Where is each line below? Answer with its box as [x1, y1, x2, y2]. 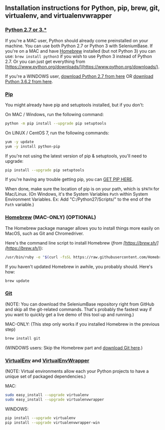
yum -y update [5, 139, 34, 144]
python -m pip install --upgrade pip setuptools [5, 121, 107, 126]
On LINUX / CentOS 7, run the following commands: [5, 130, 110, 136]
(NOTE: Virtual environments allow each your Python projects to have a [5, 369, 149, 374]
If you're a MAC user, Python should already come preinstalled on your [5, 37, 148, 43]
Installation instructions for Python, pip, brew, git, [5, 4, 160, 12]
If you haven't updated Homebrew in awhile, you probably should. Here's [5, 263, 153, 270]
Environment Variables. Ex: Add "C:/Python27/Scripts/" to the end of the [5, 196, 151, 202]
